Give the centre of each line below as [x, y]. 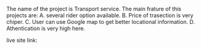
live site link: [22, 40]
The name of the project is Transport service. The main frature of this [94, 9]
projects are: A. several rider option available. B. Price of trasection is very [100, 15]
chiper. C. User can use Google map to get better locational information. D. [100, 22]
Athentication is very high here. [46, 28]
